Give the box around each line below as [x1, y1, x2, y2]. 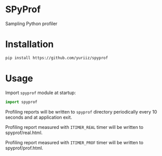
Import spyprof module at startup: [5, 90, 76, 96]
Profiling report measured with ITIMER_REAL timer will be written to [5, 124, 144, 130]
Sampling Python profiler [5, 20, 58, 27]
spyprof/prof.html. [5, 145, 43, 151]
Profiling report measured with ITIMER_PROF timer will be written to [5, 139, 144, 145]
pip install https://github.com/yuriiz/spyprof [5, 55, 109, 60]
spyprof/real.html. [5, 129, 43, 136]
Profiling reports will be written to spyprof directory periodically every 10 [5, 108, 157, 115]
